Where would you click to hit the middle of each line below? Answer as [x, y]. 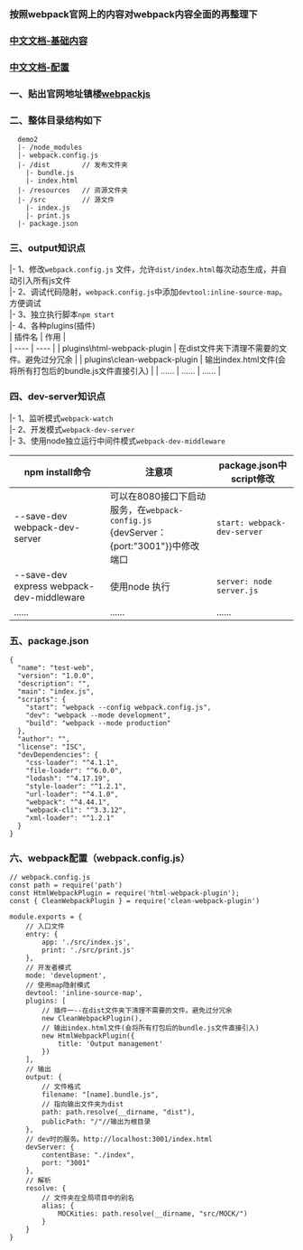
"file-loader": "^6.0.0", [74, 770]
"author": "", [44, 739]
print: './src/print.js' [88, 950]
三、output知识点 [47, 247]
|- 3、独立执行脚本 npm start [62, 314]
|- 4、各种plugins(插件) [53, 326]
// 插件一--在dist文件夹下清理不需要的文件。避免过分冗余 [137, 1011]
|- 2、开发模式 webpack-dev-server [72, 429]
